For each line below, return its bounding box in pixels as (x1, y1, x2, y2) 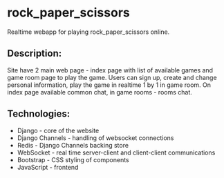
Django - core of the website (17, 126, 100, 135)
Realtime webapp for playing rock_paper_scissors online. (7, 28, 170, 36)
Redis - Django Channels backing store (17, 141, 129, 149)
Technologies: (7, 108, 71, 120)
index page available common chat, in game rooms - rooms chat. (7, 88, 192, 96)
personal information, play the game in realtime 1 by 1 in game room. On (7, 81, 212, 89)
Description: (7, 48, 62, 59)
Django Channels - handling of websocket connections (17, 133, 174, 142)
